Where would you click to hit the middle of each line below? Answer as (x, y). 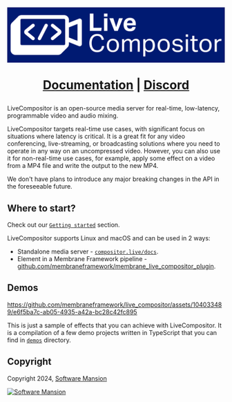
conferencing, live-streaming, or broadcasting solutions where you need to (114, 144)
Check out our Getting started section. (64, 224)
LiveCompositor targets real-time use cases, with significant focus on (106, 129)
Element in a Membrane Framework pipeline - (82, 258)
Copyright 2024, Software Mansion (57, 378)
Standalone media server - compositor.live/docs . (88, 251)
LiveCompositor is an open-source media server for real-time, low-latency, (114, 108)
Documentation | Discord (116, 85)
